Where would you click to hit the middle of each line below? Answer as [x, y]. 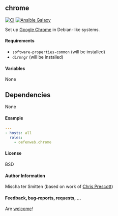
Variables [15, 68]
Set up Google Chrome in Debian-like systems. [52, 30]
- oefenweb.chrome [33, 142]
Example [14, 118]
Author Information [25, 176]
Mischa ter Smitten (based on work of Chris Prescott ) [59, 186]
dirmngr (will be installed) [38, 57]
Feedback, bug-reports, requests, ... [43, 198]
